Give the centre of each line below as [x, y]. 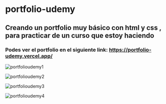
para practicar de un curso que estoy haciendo [80, 35]
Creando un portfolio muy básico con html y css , [83, 28]
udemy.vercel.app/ [29, 56]
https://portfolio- [130, 49]
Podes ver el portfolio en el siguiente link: [56, 49]
